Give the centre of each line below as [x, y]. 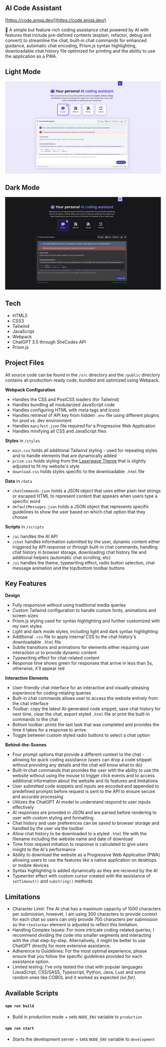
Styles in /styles [23, 441]
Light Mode [23, 72]
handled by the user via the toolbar [48, 828]
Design [13, 595]
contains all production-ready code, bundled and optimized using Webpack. [83, 380]
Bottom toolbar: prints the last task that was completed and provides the [86, 725]
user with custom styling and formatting [53, 818]
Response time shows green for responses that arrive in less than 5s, [83, 663]
